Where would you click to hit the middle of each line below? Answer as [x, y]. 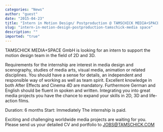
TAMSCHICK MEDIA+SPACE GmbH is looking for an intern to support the [78, 50]
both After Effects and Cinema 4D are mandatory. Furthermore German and [80, 85]
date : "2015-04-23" [25, 18]
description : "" [21, 32]
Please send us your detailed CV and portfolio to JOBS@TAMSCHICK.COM [80, 124]
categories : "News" [25, 9]
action [11, 101]
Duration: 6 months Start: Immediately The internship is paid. [66, 110]
